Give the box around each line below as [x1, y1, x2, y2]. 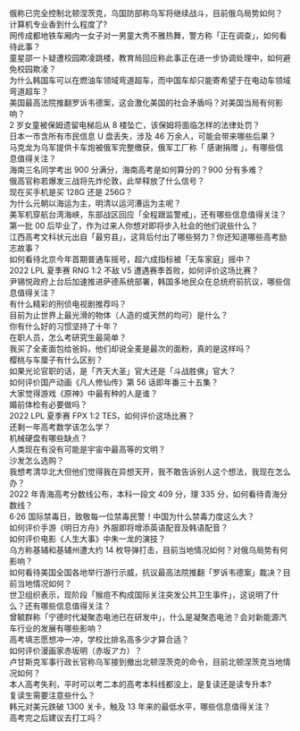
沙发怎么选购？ [9, 455, 64, 465]
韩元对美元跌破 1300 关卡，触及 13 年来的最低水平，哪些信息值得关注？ [9, 701, 271, 711]
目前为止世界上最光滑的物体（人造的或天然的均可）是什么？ [9, 310, 229, 320]
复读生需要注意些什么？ [9, 690, 96, 701]
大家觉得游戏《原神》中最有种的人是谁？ [9, 388, 158, 398]
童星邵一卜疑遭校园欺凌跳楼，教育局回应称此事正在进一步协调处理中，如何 [9, 53, 283, 63]
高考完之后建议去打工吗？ [9, 712, 104, 723]
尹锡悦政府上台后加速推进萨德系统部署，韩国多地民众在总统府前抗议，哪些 [9, 276, 283, 286]
